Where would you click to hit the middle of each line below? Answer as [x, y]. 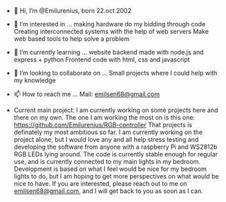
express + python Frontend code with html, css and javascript [102, 59]
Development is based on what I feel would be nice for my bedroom [110, 169]
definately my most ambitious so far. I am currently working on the [108, 132]
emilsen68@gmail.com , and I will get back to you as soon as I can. [108, 191]
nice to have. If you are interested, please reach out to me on [101, 184]
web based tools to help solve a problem [72, 39]
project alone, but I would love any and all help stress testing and [106, 139]
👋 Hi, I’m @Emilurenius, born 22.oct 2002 [73, 11]
